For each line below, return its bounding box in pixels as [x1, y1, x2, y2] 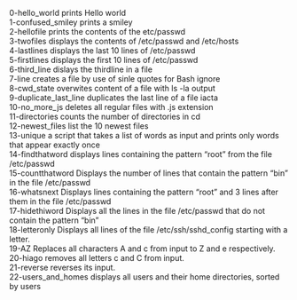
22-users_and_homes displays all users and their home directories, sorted [9, 272, 280, 282]
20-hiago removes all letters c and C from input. [9, 253, 184, 263]
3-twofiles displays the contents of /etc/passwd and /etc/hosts [9, 36, 239, 46]
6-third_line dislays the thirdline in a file [9, 64, 153, 75]
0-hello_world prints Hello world [9, 8, 127, 18]
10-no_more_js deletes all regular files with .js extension [9, 102, 215, 112]
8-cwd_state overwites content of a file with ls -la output [9, 83, 215, 93]
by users [9, 281, 42, 291]
